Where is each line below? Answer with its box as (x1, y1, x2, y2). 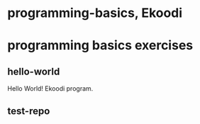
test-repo (7, 105, 50, 117)
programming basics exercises (7, 38, 194, 54)
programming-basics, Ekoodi (7, 5, 183, 21)
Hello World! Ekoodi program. (7, 84, 94, 93)
